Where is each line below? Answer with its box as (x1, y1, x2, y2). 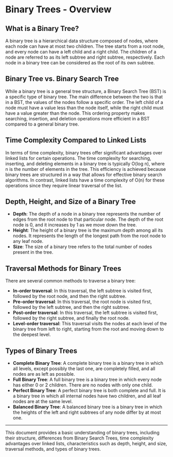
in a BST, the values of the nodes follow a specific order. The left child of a (5, 99, 163, 105)
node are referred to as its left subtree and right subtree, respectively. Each (5, 54, 165, 60)
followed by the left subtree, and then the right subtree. (12, 304, 130, 310)
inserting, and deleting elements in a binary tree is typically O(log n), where (5, 161, 165, 167)
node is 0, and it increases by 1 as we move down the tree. (12, 222, 137, 228)
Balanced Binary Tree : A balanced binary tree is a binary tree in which (12, 404, 163, 410)
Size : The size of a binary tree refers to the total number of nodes (12, 243, 152, 250)
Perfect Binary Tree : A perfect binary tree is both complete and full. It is (12, 388, 166, 394)
